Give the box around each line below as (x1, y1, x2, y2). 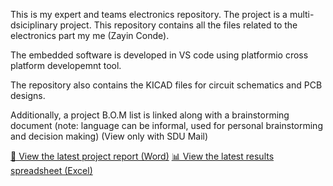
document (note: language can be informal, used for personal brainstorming (10, 120, 323, 131)
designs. (10, 90, 46, 101)
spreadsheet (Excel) (10, 165, 93, 176)
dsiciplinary (10, 19, 58, 31)
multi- (289, 9, 315, 20)
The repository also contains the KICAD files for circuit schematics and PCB (10, 79, 323, 91)
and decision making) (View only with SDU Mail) (10, 130, 209, 142)
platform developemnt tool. (10, 60, 122, 71)
